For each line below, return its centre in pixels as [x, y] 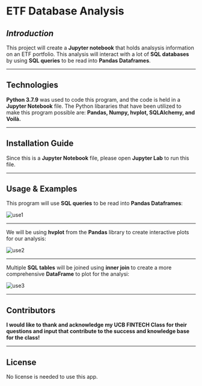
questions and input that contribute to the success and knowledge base [98, 331]
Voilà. [14, 119]
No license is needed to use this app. [52, 377]
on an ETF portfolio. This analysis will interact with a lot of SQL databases [98, 54]
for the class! [23, 338]
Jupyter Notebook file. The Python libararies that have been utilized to [94, 106]
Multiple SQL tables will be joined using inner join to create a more [89, 268]
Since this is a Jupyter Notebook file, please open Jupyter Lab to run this [98, 158]
